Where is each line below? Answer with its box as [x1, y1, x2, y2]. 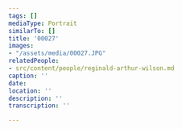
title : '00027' [8, 34, 60, 43]
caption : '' [8, 72, 48, 80]
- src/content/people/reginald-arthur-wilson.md [8, 64, 175, 73]
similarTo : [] [8, 27, 56, 35]
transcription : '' [8, 102, 70, 110]
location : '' [8, 86, 52, 95]
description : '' [8, 94, 63, 102]
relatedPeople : [8, 57, 60, 65]
